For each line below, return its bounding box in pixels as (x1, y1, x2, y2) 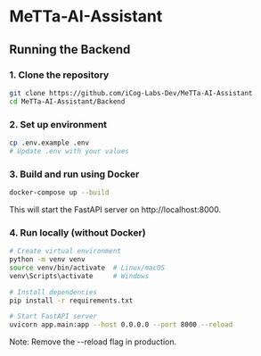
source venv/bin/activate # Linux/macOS (9, 263, 166, 272)
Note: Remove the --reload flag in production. (9, 336, 176, 347)
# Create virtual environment (9, 247, 122, 256)
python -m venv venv (9, 255, 86, 264)
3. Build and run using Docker (9, 168, 140, 180)
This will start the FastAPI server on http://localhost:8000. (9, 203, 221, 215)
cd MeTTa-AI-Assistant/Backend (9, 96, 126, 106)
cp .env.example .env (9, 138, 90, 147)
